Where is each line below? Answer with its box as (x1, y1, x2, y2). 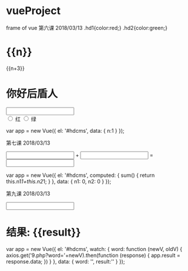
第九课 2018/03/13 (6, 190, 51, 197)
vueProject (6, 4, 61, 18)
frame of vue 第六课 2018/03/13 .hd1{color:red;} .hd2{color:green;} (6, 24, 167, 31)
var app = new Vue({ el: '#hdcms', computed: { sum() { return (6, 172, 155, 179)
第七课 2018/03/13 (6, 139, 51, 146)
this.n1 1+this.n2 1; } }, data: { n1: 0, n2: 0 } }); (6, 178, 112, 185)
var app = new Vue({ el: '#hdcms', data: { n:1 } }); (6, 127, 125, 134)
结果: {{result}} (6, 226, 81, 239)
